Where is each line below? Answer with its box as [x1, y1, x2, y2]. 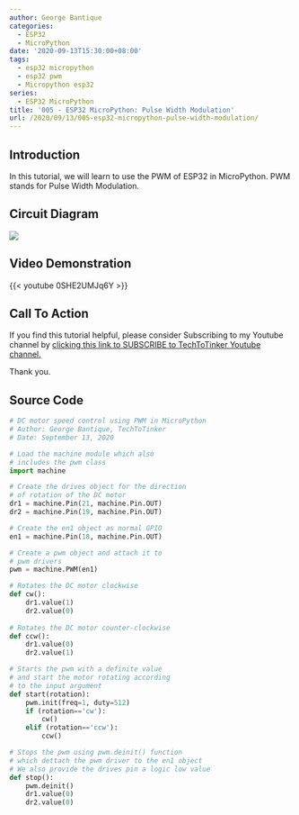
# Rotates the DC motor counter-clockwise [9, 623, 171, 632]
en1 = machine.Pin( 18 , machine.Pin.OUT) [9, 532, 163, 541]
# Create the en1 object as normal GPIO [9, 523, 163, 532]
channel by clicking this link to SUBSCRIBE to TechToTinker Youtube [9, 340, 261, 350]
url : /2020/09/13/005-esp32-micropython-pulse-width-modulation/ [9, 113, 259, 122]
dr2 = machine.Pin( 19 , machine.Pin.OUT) [9, 508, 163, 517]
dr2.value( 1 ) [25, 648, 75, 657]
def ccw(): [9, 631, 50, 640]
